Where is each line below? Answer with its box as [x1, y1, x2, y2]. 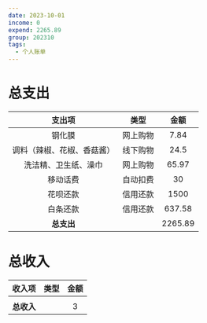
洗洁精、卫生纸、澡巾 [24, 159, 104, 170]
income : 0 [8, 19, 41, 27]
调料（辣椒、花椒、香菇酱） [12, 145, 116, 156]
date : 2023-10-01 [8, 11, 65, 20]
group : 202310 [8, 33, 55, 42]
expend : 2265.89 [8, 26, 61, 34]
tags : [8, 41, 26, 49]
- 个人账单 [15, 48, 46, 56]
